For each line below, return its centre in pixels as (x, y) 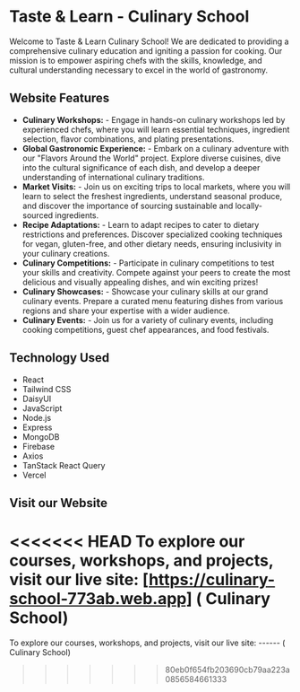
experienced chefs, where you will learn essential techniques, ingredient (156, 129)
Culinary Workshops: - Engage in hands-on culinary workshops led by (154, 119)
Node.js (37, 417)
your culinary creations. (66, 253)
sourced (38, 215)
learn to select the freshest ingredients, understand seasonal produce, (152, 196)
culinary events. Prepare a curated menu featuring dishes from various (153, 301)
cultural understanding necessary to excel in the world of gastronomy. (139, 70)
